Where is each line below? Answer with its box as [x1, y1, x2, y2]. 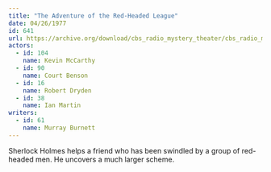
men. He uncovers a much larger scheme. [35, 154, 175, 164]
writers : [8, 109, 38, 117]
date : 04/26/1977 [8, 19, 67, 27]
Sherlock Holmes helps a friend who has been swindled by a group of [8, 145, 240, 155]
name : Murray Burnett [23, 124, 95, 132]
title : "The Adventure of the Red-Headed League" [8, 11, 179, 20]
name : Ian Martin [23, 101, 81, 109]
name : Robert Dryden [23, 86, 92, 95]
